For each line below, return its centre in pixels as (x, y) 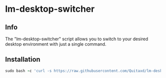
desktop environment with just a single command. (56, 44)
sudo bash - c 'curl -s (28, 71)
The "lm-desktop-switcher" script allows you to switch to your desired (77, 39)
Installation (23, 60)
